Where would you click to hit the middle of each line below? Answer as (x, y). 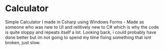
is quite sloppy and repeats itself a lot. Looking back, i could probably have (81, 32)
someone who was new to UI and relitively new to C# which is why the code (82, 27)
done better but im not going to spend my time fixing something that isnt (78, 37)
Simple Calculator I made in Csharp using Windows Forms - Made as (75, 22)
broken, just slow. (23, 42)
